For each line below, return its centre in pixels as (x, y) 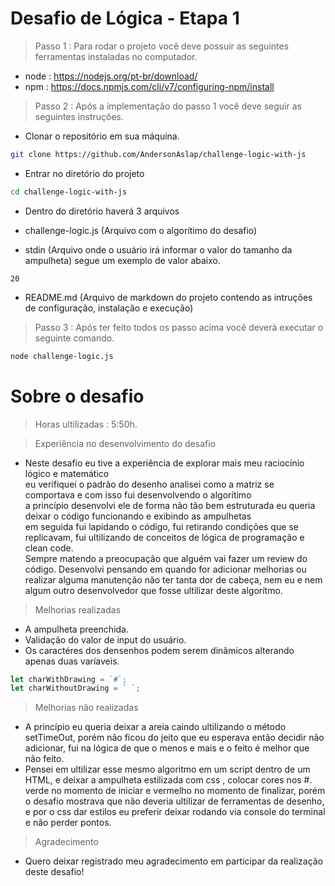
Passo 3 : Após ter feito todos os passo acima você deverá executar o (179, 327)
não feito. (44, 759)
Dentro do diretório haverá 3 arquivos (102, 211)
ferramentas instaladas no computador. (116, 56)
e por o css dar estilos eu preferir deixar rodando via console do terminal (175, 812)
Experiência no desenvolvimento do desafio (125, 443)
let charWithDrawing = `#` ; (69, 679)
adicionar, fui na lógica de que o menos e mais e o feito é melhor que (167, 748)
